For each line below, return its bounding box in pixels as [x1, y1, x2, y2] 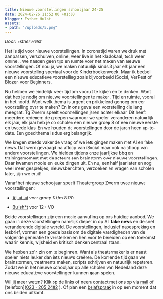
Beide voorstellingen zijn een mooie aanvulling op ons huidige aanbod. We [5, 214, 154, 219]
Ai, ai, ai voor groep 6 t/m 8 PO [12, 195, 74, 200]
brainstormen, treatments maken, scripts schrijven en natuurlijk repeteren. [5, 259, 154, 265]
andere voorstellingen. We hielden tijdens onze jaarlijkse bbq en [5, 150, 133, 156]
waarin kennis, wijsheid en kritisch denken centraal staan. [5, 239, 121, 245]
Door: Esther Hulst [5, 39, 42, 44]
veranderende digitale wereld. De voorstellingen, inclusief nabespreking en [5, 224, 156, 230]
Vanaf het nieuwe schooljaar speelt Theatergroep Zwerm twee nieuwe [5, 180, 146, 186]
